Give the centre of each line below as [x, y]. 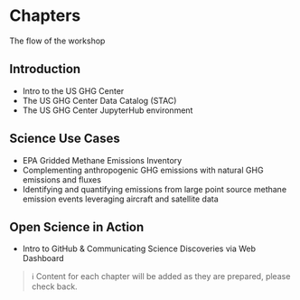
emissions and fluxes [62, 179]
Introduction [45, 69]
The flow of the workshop [57, 41]
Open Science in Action [77, 227]
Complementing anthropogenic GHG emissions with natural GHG [143, 170]
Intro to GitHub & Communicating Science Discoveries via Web [139, 248]
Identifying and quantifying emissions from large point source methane [155, 189]
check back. [55, 286]
